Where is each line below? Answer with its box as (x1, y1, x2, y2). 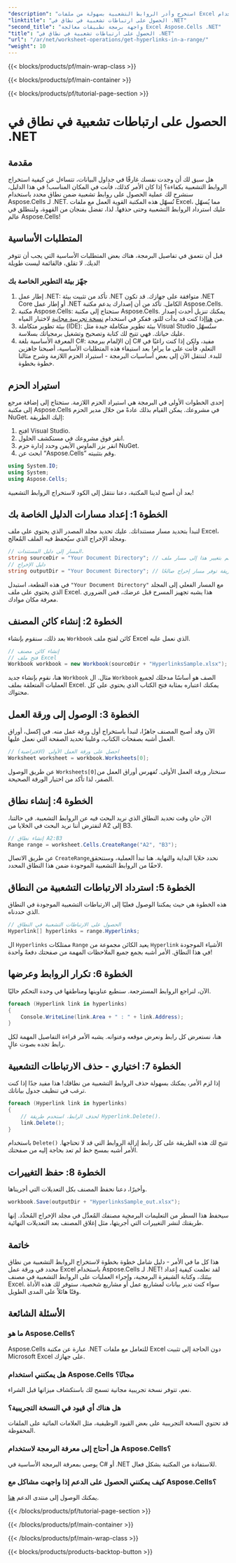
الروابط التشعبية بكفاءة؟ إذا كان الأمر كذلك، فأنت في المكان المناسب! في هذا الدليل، (8, 183, 227, 191)
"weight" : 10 (8, 43, 46, 50)
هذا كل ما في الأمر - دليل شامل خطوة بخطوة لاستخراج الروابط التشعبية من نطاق (8, 1257, 219, 1266)
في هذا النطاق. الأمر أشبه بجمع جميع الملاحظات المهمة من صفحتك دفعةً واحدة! (8, 948, 213, 956)
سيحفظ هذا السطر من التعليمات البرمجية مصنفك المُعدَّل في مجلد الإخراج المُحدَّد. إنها (8, 1211, 229, 1220)
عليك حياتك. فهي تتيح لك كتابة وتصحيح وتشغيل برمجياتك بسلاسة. (18, 329, 186, 338)
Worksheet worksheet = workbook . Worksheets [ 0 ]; (8, 754, 150, 761)
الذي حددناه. (8, 908, 41, 916)
